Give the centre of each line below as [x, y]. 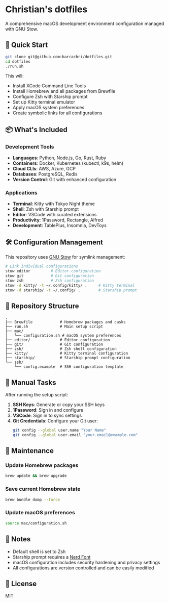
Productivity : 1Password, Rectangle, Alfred [58, 220]
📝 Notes [18, 539]
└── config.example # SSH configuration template [69, 367]
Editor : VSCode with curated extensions [55, 215]
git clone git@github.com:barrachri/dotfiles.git [59, 57]
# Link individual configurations [42, 266]
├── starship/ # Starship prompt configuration [68, 358]
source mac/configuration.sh [36, 523]
